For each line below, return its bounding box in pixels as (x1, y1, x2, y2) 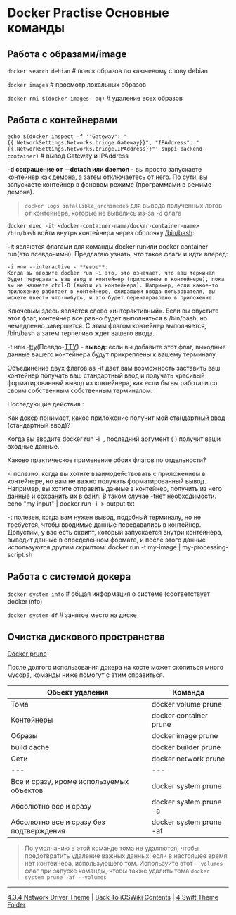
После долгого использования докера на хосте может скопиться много (7, 664, 223, 672)
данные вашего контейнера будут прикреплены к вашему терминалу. (7, 350, 218, 359)
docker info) (7, 597, 43, 605)
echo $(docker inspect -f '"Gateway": (7, 132, 121, 140)
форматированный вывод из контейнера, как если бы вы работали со (7, 378, 218, 387)
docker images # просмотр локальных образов (7, 80, 146, 89)
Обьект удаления (46, 687, 109, 697)
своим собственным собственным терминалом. (7, 386, 153, 394)
